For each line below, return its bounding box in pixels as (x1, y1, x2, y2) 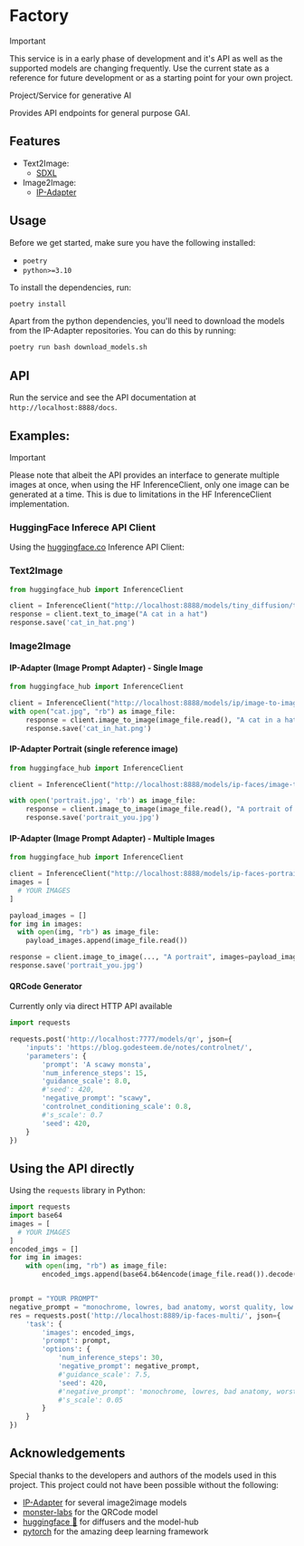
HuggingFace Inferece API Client (9, 520, 157, 533)
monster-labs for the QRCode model (22, 1506, 158, 1517)
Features (9, 133, 61, 150)
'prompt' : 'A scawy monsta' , (42, 1060, 152, 1069)
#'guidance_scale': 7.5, (57, 1370, 152, 1379)
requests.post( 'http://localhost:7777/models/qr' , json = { (9, 1035, 233, 1044)
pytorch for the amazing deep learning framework (22, 1525, 209, 1537)
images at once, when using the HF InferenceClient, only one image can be (9, 479, 290, 490)
